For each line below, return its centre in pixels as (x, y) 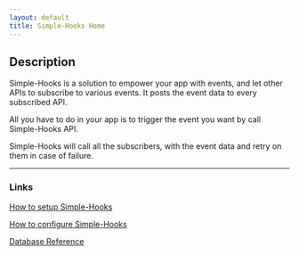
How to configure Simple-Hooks (68, 224)
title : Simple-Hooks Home (57, 26)
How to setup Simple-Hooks (61, 207)
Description (42, 62)
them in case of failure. (51, 156)
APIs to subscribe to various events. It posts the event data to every (133, 93)
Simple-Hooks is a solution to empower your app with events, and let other (146, 83)
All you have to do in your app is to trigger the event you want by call (135, 119)
